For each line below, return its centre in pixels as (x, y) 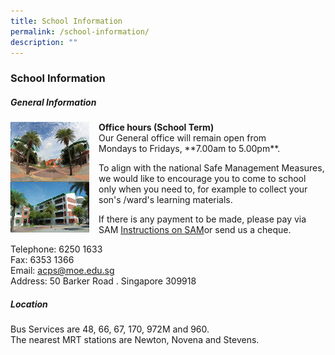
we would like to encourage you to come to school (202, 179)
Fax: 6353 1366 (42, 260)
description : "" (44, 42)
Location (29, 304)
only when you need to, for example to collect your (203, 189)
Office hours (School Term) (156, 127)
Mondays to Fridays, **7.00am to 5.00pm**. (189, 149)
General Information (53, 102)
